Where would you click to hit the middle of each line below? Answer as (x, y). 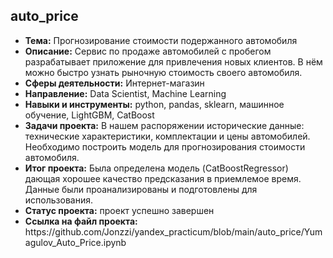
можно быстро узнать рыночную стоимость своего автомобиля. (163, 72)
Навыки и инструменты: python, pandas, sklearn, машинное (154, 104)
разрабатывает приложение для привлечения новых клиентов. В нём (173, 61)
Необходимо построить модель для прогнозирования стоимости (165, 146)
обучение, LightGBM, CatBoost (89, 115)
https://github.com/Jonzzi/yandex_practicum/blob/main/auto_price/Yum (173, 231)
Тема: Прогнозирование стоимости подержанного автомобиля (161, 40)
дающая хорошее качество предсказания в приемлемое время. (163, 178)
